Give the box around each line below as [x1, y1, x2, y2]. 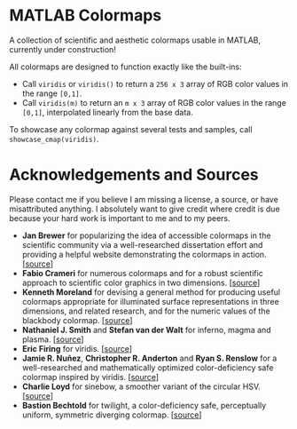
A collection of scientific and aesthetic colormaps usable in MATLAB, [9, 35, 262, 45]
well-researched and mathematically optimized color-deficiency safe [21, 361, 274, 373]
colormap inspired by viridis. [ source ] [21, 371, 160, 382]
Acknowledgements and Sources [9, 165, 259, 185]
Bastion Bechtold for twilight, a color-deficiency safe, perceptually [21, 400, 267, 410]
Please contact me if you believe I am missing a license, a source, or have [9, 194, 279, 204]
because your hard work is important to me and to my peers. [9, 212, 231, 223]
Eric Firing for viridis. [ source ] [21, 343, 133, 354]
